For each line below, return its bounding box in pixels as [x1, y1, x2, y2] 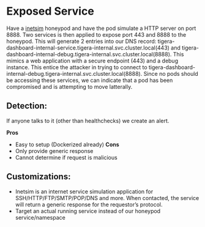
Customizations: [6, 171, 71, 182]
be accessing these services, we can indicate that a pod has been [6, 76, 173, 84]
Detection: [6, 101, 48, 111]
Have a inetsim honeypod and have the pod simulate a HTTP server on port [6, 24, 196, 32]
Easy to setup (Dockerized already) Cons [15, 141, 119, 148]
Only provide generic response [15, 147, 94, 154]
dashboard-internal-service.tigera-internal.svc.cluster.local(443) [6, 44, 170, 51]
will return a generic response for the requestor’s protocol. [15, 201, 163, 208]
